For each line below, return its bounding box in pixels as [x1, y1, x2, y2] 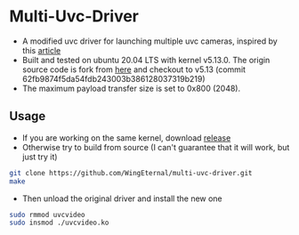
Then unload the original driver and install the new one [21, 193, 222, 204]
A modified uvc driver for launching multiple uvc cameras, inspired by [21, 36, 278, 46]
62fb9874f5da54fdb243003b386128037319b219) [21, 73, 206, 84]
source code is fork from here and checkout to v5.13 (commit [21, 64, 246, 75]
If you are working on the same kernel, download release [21, 132, 231, 143]
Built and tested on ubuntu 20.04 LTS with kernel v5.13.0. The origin [21, 54, 271, 65]
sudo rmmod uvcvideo [9, 210, 86, 219]
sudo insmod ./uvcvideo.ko [9, 218, 109, 228]
